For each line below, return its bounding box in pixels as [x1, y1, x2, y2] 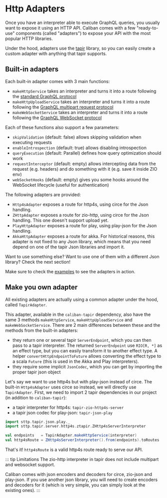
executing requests [12, 139, 52, 145]
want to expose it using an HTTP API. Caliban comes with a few [5, 25, 136, 31]
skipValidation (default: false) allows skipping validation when [12, 134, 142, 140]
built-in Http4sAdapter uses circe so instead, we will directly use [5, 384, 137, 390]
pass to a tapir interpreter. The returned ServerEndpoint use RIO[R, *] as [12, 342, 163, 348]
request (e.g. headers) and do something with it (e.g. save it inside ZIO [12, 166, 158, 172]
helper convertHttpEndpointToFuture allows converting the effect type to [12, 353, 162, 359]
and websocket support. [5, 461, 55, 468]
